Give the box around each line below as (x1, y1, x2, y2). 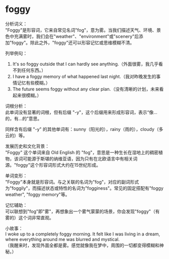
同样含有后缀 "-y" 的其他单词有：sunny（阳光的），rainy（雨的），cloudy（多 (5, 126, 163, 132)
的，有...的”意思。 (5, 115, 42, 121)
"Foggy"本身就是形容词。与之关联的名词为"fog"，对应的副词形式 (5, 179, 139, 185)
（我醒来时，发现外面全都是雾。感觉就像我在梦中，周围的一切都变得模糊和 (5, 242, 159, 248)
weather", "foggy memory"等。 (5, 191, 70, 197)
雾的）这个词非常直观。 (5, 214, 54, 220)
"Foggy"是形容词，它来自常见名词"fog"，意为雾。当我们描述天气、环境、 (5, 27, 157, 33)
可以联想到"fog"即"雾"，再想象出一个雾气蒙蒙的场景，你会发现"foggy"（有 (5, 208, 160, 214)
